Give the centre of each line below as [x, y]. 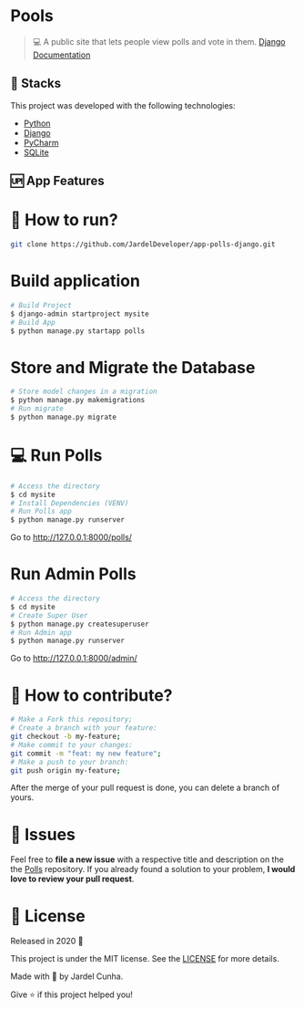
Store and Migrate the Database [133, 367]
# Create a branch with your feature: [84, 728]
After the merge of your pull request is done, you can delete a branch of [145, 788]
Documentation [61, 55]
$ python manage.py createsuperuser [80, 624]
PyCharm [41, 142]
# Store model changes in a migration [84, 392]
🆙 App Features [57, 181]
